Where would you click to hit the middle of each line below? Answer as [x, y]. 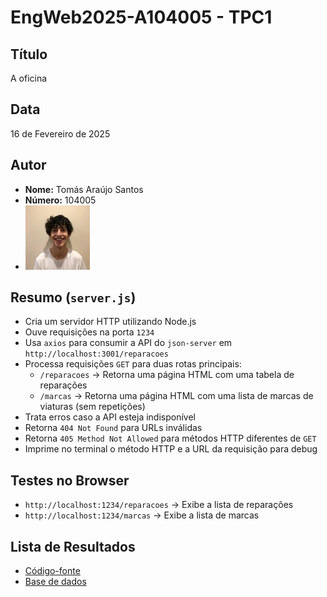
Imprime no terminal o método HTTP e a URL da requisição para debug [171, 449]
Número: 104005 [60, 200]
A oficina [29, 78]
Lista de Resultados [73, 546]
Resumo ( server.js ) [73, 297]
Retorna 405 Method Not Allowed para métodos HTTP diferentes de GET [170, 438]
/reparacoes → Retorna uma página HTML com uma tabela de [167, 375]
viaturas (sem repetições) [92, 407]
